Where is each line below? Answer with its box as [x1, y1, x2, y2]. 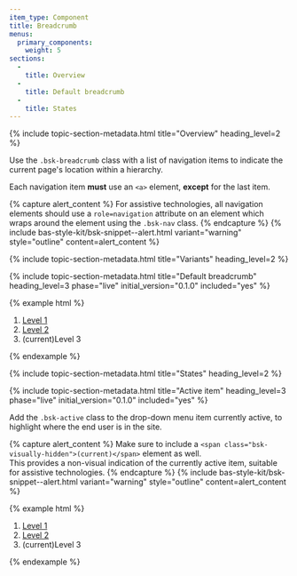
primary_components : [17, 37, 93, 47]
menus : [9, 29, 34, 38]
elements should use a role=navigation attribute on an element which [9, 208, 264, 219]
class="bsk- [224, 441, 269, 450]
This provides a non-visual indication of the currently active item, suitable [9, 458, 277, 468]
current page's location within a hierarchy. [9, 164, 164, 175]
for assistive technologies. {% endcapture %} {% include [9, 468, 217, 478]
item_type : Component [9, 12, 90, 22]
